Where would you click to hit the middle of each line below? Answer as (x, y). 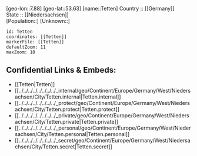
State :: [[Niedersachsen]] (37, 15)
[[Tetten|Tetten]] (35, 84)
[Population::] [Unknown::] (38, 21)
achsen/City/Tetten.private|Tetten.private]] (66, 121)
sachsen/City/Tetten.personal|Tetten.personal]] (72, 134)
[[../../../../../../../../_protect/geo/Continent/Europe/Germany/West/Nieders (102, 103)
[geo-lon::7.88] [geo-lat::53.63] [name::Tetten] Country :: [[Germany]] (90, 9)
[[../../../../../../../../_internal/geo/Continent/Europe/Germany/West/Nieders (103, 90)
